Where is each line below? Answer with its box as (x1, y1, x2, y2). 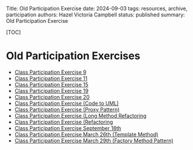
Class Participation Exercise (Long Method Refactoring (14, 112, 147, 119)
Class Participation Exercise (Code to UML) (14, 100, 119, 107)
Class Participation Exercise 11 (14, 74, 88, 81)
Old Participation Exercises (6, 49, 140, 63)
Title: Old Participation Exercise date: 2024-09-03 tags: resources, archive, (6, 5, 188, 12)
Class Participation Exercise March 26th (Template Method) (14, 131, 158, 138)
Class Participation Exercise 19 (14, 87, 89, 94)
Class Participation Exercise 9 (14, 69, 87, 76)
